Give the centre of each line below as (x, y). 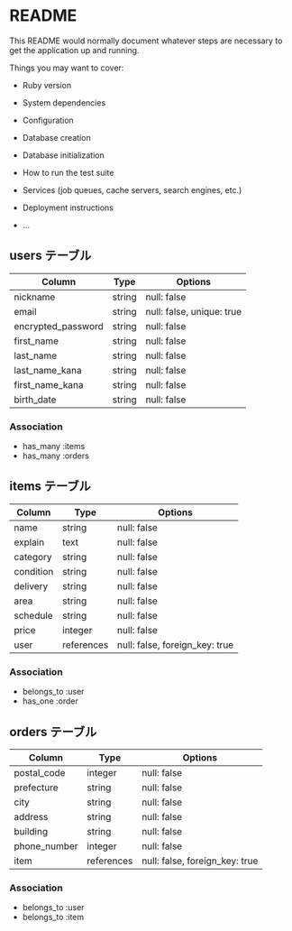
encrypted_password (59, 326)
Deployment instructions (68, 207)
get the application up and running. (74, 50)
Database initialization (64, 155)
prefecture (36, 788)
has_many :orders (56, 456)
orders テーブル (53, 732)
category (33, 557)
